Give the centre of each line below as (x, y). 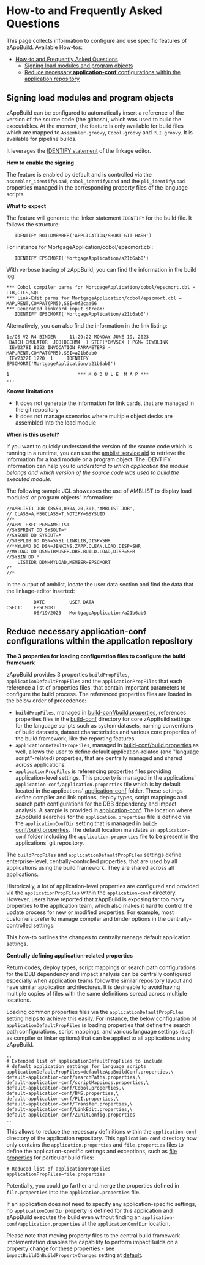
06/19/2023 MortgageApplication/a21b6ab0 (90, 613)
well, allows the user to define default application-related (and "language (107, 752)
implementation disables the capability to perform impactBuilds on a (92, 1242)
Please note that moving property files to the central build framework (93, 1235)
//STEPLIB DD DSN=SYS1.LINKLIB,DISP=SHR (59, 540)
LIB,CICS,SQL (23, 293)
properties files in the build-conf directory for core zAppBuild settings (103, 719)
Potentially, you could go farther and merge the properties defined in (93, 1185)
